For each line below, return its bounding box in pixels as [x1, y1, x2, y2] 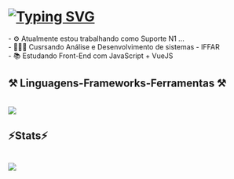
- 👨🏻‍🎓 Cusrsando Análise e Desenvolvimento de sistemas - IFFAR [8, 42, 220, 51]
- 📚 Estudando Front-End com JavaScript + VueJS [8, 51, 174, 60]
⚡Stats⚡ [8, 130, 49, 143]
